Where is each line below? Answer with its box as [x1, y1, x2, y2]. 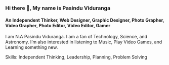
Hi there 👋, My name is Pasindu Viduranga [5, 5, 110, 12]
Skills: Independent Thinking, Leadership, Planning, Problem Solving [5, 54, 148, 60]
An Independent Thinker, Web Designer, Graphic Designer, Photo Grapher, [5, 17, 164, 23]
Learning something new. [5, 44, 58, 50]
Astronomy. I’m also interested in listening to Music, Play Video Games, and [5, 39, 162, 45]
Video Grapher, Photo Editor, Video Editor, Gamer [5, 22, 110, 28]
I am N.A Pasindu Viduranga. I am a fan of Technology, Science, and [5, 34, 148, 40]
